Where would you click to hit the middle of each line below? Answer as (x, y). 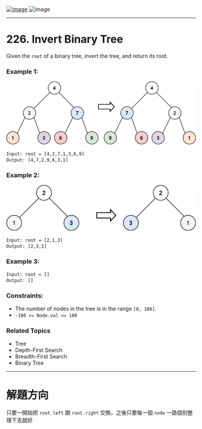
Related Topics (29, 331)
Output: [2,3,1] (26, 246)
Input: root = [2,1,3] (35, 240)
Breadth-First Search (41, 357)
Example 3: (23, 261)
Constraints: (25, 295)
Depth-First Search (39, 350)
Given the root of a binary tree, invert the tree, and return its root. (87, 56)
